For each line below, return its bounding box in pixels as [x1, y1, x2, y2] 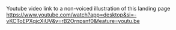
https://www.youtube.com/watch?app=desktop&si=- [6, 11, 137, 18]
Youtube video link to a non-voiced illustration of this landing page [6, 5, 171, 12]
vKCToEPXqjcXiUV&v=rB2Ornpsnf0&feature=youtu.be [6, 18, 140, 24]
